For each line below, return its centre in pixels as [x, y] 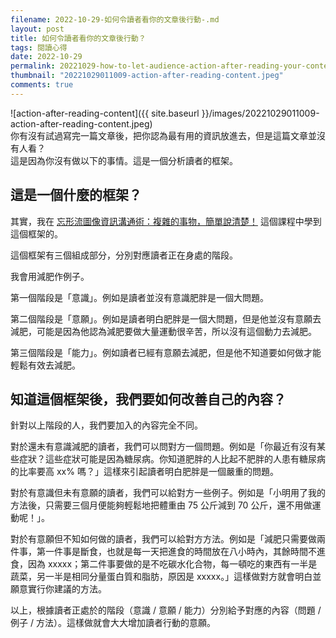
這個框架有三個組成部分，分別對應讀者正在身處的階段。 [124, 255]
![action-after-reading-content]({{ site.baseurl [105, 113]
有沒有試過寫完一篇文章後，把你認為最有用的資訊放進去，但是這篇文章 [163, 135]
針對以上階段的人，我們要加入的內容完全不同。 [106, 425]
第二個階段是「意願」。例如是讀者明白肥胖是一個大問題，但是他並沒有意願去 [166, 318]
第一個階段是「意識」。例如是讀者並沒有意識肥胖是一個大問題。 [139, 297]
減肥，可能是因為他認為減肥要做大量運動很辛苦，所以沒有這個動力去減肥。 [163, 331]
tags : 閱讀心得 [39, 47]
